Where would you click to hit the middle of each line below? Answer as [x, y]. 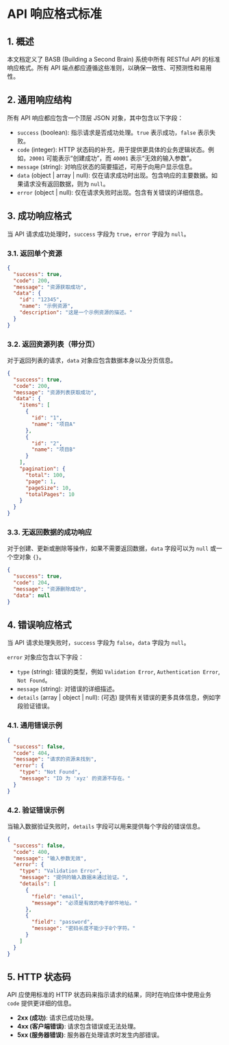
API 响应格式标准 [55, 14]
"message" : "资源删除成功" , [50, 589]
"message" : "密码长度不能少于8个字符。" [84, 929]
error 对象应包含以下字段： [45, 657]
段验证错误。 [35, 706]
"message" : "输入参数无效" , [50, 858]
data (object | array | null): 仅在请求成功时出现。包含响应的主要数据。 [114, 175]
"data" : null [32, 595]
